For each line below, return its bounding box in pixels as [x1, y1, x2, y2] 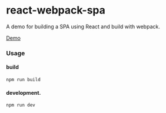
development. [6, 89, 41, 96]
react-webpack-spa [6, 4, 106, 17]
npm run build [6, 77, 41, 83]
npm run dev [6, 102, 35, 108]
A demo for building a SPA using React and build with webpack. [6, 23, 160, 30]
